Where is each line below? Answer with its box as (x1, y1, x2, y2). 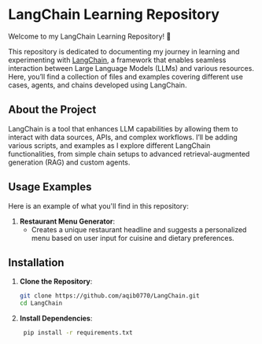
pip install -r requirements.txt (23, 329, 133, 337)
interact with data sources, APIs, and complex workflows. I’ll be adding (8, 132, 238, 142)
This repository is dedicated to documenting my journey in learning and (8, 46, 240, 56)
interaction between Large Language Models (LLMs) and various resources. (8, 63, 254, 72)
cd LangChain (19, 299, 63, 308)
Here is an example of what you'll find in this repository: (8, 201, 189, 210)
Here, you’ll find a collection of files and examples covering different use (8, 72, 244, 81)
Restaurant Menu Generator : (19, 216, 116, 226)
